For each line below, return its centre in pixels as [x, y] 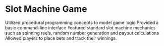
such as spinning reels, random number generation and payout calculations [82, 33]
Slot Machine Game [46, 9]
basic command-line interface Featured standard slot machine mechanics [81, 27]
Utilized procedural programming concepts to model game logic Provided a [82, 23]
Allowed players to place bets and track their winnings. [61, 38]
